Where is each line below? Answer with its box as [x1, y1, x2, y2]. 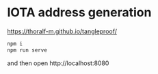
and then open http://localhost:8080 [7, 59, 109, 67]
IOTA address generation [7, 5, 152, 20]
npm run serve [7, 46, 48, 54]
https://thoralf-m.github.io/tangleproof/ [7, 27, 118, 35]
